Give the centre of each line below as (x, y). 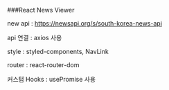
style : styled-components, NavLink (58, 52)
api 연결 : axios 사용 (35, 38)
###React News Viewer (41, 10)
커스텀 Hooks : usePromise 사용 (51, 79)
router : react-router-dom (43, 65)
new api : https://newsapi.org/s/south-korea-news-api (85, 23)
